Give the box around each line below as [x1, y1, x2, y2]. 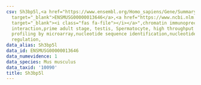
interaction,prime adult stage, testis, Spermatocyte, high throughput [11, 25, 194, 32]
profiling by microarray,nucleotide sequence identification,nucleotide [11, 31, 197, 37]
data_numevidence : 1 [6, 53, 58, 59]
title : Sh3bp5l [6, 70, 44, 76]
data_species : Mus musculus [6, 59, 77, 65]
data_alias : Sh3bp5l [6, 42, 58, 48]
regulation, [11, 37, 42, 42]
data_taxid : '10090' [6, 64, 58, 71]
